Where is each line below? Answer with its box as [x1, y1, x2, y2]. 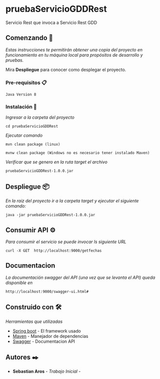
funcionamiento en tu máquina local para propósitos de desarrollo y [5, 52, 143, 58]
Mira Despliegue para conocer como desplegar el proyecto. [5, 67, 126, 72]
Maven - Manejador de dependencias [12, 333, 88, 339]
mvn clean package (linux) [5, 142, 60, 147]
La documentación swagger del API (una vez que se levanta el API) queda [5, 274, 156, 280]
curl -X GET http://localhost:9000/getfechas [5, 248, 102, 253]
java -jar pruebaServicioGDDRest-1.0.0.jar [5, 213, 96, 218]
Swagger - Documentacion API [12, 338, 75, 344]
